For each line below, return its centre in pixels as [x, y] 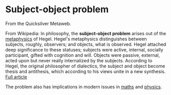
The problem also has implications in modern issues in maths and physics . [84, 87]
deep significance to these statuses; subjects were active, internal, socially [84, 50]
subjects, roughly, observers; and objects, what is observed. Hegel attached [86, 44]
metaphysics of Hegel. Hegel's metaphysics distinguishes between [76, 39]
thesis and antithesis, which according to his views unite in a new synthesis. [85, 71]
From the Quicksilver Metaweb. [38, 23]
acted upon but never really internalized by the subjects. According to [79, 60]
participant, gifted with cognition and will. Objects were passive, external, [83, 55]
